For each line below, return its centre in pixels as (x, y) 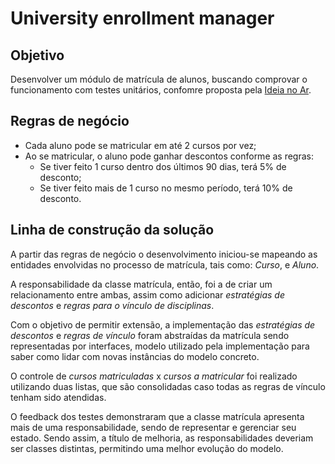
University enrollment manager (142, 18)
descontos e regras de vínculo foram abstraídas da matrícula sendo (150, 335)
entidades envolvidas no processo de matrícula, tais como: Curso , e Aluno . (165, 264)
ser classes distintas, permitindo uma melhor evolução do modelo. (147, 448)
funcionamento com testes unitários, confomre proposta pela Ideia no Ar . (161, 90)
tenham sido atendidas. (58, 397)
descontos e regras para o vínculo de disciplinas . (112, 305)
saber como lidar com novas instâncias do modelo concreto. (135, 356)
